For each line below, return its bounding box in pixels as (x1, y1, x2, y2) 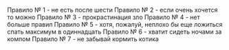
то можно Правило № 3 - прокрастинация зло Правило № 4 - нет (7, 13, 201, 21)
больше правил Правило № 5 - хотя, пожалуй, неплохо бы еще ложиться (7, 21, 223, 28)
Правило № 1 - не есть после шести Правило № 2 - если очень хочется (7, 6, 218, 14)
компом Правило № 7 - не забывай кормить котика (7, 35, 160, 43)
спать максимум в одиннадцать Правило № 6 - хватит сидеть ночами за (7, 27, 222, 36)
